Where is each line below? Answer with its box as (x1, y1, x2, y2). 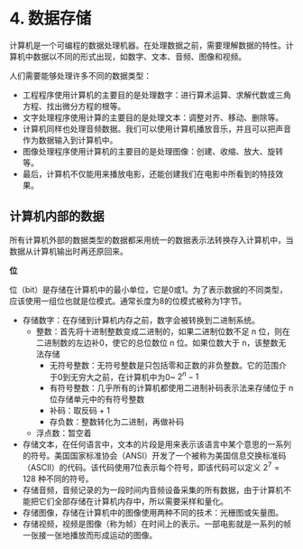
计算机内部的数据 (9, 209, 105, 224)
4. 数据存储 (9, 8, 92, 29)
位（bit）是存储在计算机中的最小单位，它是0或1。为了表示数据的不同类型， (9, 284, 289, 294)
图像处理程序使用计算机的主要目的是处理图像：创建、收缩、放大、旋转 (22, 145, 284, 156)
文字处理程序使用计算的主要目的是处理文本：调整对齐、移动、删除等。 (22, 112, 284, 123)
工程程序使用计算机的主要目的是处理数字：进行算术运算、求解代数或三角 (22, 89, 291, 100)
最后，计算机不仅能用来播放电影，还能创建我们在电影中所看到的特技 (22, 168, 276, 179)
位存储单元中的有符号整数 (49, 394, 145, 405)
